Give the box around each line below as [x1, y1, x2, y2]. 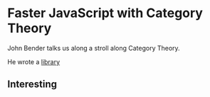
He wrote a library [7, 57, 61, 66]
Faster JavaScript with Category [7, 5, 203, 21]
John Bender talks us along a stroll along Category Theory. [7, 44, 180, 52]
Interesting [7, 78, 57, 91]
